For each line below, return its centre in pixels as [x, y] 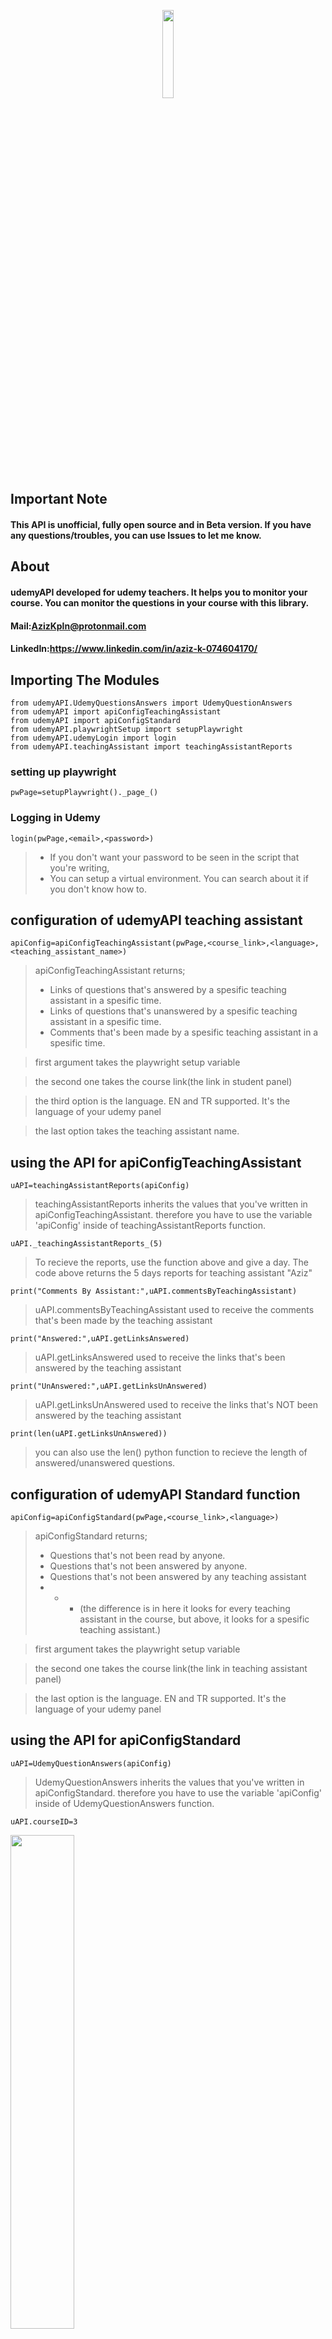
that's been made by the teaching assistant [123, 1321]
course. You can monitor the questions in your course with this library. [160, 602]
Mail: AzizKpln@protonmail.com [78, 626]
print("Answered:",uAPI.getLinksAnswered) [100, 1339]
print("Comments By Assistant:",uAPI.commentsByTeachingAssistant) [154, 1291]
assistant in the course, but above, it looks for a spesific [194, 1619]
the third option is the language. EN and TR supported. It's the [162, 1101]
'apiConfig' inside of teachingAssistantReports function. [150, 1226]
